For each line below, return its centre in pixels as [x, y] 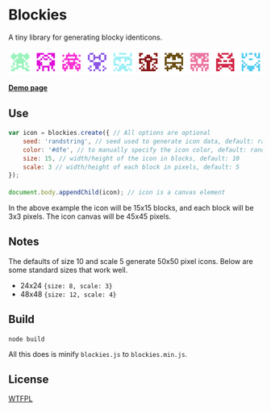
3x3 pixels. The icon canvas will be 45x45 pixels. [90, 216]
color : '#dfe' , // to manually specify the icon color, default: [135, 150]
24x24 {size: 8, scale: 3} [66, 285]
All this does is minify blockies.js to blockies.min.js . [98, 354]
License [29, 380]
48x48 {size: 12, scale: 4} [68, 294]
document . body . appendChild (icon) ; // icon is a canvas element [117, 193]
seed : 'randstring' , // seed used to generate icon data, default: [138, 141]
